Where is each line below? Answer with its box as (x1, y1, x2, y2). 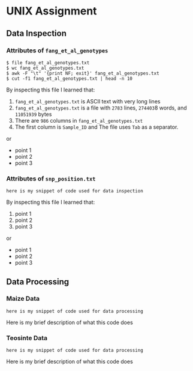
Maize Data (6, 295, 40, 303)
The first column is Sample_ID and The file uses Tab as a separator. (14, 123, 179, 130)
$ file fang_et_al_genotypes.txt (6, 60, 90, 66)
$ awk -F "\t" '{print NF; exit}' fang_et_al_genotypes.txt (6, 70, 160, 76)
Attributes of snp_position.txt (6, 174, 96, 183)
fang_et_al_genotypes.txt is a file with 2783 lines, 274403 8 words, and (14, 104, 187, 111)
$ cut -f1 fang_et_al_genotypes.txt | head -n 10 (6, 75, 133, 82)
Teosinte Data (6, 334, 48, 342)
